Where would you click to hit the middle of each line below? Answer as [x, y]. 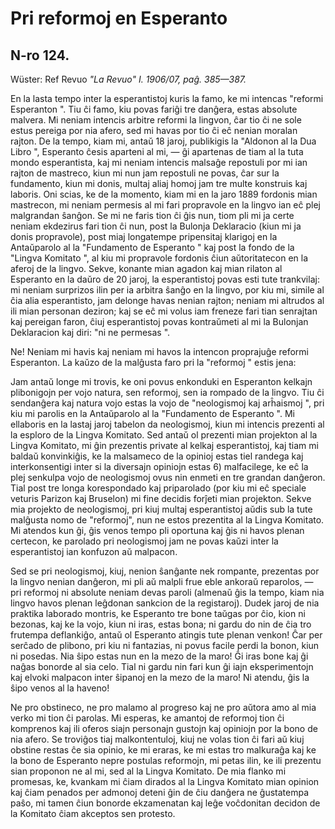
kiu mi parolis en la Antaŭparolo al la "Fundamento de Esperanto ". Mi [152, 413]
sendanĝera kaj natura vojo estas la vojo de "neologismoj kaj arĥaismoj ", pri [167, 403]
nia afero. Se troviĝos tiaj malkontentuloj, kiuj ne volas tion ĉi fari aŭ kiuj [157, 739]
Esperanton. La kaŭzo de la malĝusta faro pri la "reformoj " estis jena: [153, 362]
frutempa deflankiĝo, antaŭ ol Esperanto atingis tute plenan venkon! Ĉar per [166, 635]
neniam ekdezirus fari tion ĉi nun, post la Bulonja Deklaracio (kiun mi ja [156, 226]
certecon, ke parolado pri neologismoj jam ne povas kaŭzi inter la [144, 541]
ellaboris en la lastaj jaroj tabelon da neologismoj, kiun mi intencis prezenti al [167, 424]
